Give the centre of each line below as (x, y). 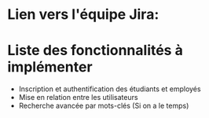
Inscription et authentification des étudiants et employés (110, 89)
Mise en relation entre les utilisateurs (78, 98)
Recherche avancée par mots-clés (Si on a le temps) (104, 106)
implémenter (50, 67)
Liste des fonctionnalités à (95, 51)
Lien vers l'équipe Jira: (83, 15)
